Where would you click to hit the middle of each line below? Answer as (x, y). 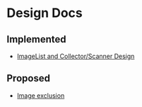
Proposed (29, 78)
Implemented (36, 39)
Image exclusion (41, 95)
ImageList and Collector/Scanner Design (76, 56)
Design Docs (45, 13)
